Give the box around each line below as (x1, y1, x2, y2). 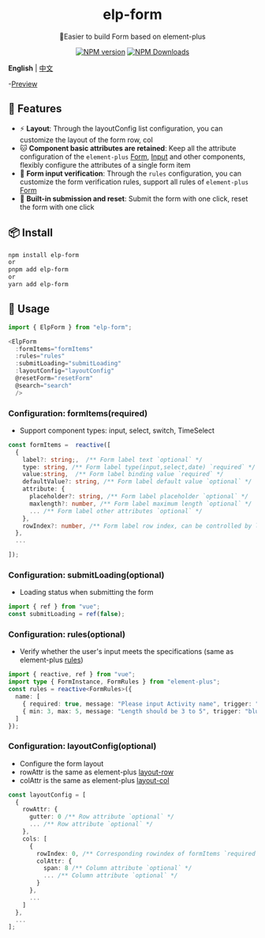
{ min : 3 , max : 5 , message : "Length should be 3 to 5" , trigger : (22, 707, 242, 715)
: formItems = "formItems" (15, 345, 93, 353)
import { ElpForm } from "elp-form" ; (8, 323, 132, 331)
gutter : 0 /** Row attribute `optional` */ (28, 813, 175, 821)
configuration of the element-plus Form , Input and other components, (19, 152, 246, 161)
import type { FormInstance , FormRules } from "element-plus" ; (8, 678, 221, 686)
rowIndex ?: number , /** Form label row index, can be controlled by (22, 522, 252, 530)
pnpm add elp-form (8, 266, 69, 274)
